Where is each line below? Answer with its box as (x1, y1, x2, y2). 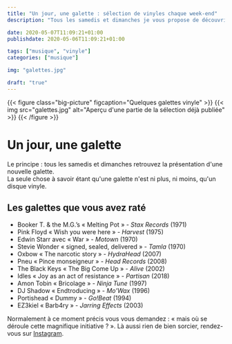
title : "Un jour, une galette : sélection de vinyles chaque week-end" (7, 10, 217, 17)
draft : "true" (7, 79, 48, 86)
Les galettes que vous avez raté (7, 202, 146, 214)
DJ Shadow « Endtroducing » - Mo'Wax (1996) (17, 286, 151, 294)
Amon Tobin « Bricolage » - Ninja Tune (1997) (17, 279, 147, 287)
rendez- (200, 322, 223, 330)
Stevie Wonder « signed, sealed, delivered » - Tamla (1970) (17, 242, 186, 251)
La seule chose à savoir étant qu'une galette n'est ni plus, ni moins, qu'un (7, 174, 216, 183)
